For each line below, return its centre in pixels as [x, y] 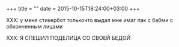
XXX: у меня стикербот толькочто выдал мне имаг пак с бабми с [90, 20]
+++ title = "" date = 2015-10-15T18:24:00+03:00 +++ [73, 9]
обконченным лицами [35, 26]
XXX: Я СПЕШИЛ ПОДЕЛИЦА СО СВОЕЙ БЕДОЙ [68, 38]
